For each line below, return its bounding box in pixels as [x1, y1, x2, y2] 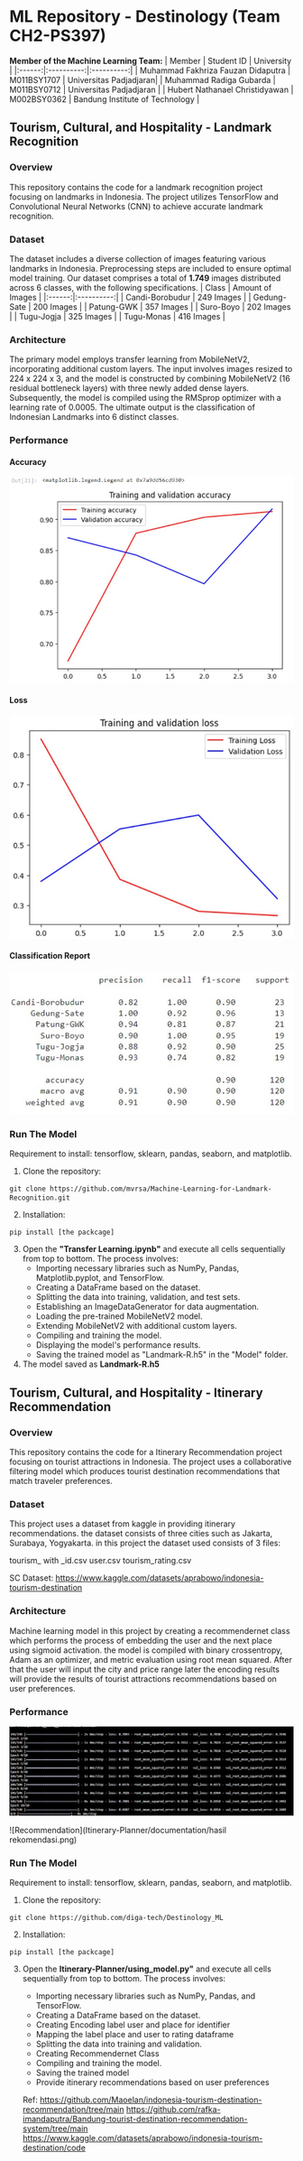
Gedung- [252, 292, 287, 302]
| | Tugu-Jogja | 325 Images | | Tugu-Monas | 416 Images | [9, 311, 225, 321]
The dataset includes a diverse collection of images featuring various [9, 253, 267, 264]
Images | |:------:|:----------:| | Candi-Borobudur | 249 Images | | [9, 292, 252, 302]
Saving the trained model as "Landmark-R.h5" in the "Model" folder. [35, 1349, 289, 1360]
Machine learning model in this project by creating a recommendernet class [9, 1625, 290, 1636]
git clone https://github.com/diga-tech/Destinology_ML [9, 1914, 224, 1923]
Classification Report [9, 951, 91, 961]
